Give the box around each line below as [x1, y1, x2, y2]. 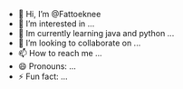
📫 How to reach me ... [17, 48, 102, 58]
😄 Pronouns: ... [17, 61, 77, 72]
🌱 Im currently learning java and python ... [17, 28, 175, 38]
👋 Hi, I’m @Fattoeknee [17, 9, 101, 19]
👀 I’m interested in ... [17, 18, 95, 29]
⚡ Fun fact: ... [17, 71, 68, 82]
